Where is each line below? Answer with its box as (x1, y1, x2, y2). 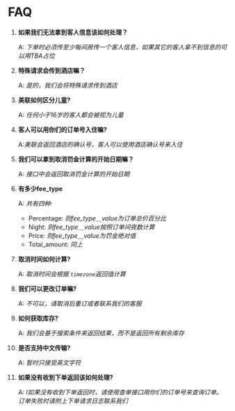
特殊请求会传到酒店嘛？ (17, 66, 86, 74)
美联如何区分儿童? (17, 95, 71, 104)
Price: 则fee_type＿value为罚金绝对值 (28, 231, 136, 240)
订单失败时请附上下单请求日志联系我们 (17, 396, 128, 405)
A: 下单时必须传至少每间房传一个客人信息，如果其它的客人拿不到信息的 (17, 42, 221, 51)
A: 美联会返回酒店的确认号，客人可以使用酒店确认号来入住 (17, 140, 183, 148)
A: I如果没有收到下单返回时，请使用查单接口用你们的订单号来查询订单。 (17, 387, 223, 396)
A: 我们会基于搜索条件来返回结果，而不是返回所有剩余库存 (17, 328, 185, 337)
